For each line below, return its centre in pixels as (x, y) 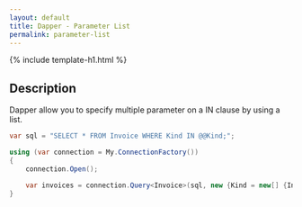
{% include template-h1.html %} (68, 60)
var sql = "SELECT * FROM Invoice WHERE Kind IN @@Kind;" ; (122, 136)
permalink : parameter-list (60, 34)
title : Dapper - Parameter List (70, 26)
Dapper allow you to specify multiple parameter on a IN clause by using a (145, 110)
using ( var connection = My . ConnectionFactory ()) (104, 153)
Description (43, 88)
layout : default (40, 18)
